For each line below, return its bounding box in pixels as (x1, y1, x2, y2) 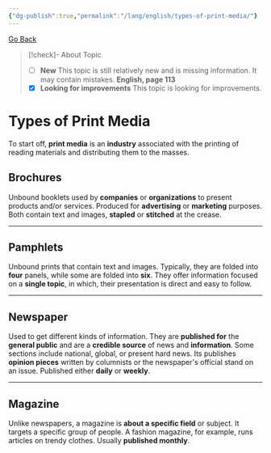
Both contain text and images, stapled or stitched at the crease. (8, 210, 222, 219)
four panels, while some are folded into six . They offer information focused (8, 270, 258, 280)
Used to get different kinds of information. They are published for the (8, 332, 240, 341)
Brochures (8, 171, 62, 184)
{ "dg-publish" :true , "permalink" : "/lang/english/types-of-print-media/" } (8, 11, 258, 20)
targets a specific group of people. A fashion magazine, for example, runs (8, 426, 253, 437)
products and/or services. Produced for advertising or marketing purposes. (8, 201, 262, 210)
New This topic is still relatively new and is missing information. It (40, 66, 257, 75)
